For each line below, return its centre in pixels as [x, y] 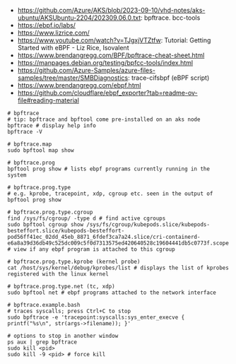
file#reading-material [48, 100]
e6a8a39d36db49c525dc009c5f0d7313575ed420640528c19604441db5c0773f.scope [118, 243]
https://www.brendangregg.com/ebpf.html [79, 85]
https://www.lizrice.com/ [53, 33]
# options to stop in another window [63, 336]
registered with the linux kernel [58, 274]
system [17, 175]
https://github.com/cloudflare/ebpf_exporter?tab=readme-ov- [107, 93]
